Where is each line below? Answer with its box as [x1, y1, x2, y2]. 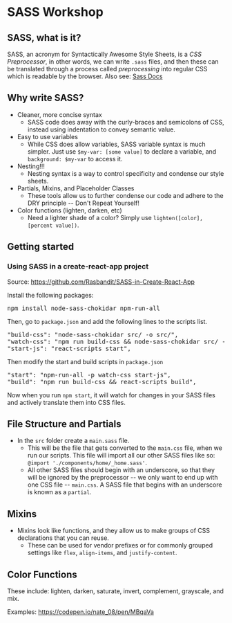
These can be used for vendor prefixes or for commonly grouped [27, 541, 213, 550]
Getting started [7, 241, 75, 253]
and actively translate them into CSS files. [7, 398, 126, 406]
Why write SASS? [7, 92, 84, 104]
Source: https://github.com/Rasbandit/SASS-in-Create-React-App [7, 278, 195, 286]
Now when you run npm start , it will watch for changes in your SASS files [7, 390, 216, 399]
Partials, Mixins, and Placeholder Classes [17, 184, 135, 192]
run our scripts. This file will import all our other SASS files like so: [27, 451, 215, 460]
